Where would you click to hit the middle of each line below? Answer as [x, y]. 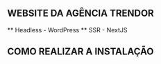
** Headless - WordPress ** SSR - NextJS [67, 30]
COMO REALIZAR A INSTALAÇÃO [80, 52]
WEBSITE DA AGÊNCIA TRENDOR [80, 13]
